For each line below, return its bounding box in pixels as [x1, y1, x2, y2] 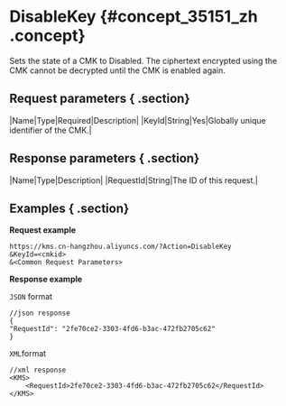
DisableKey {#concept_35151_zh [9, 6, 259, 27]
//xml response [9, 365, 67, 375]
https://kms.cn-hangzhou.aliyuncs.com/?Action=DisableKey [9, 242, 232, 252]
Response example [9, 273, 83, 285]
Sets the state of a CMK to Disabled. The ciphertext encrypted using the [9, 55, 278, 66]
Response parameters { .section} [9, 151, 200, 166]
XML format [9, 348, 47, 359]
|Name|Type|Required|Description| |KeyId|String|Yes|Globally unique [9, 115, 266, 125]
